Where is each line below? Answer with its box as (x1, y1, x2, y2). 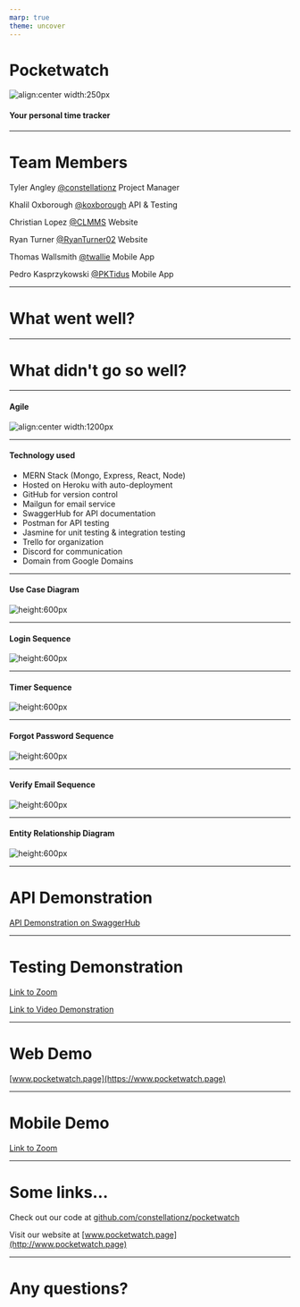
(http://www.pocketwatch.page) (9, 1238, 128, 1249)
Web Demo (9, 1044, 93, 1065)
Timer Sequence (9, 682, 72, 692)
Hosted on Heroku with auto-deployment (21, 480, 173, 490)
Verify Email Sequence (9, 779, 96, 790)
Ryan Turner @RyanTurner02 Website (9, 233, 148, 244)
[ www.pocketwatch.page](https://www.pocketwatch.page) (9, 1073, 226, 1083)
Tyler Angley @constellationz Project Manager (9, 182, 180, 192)
